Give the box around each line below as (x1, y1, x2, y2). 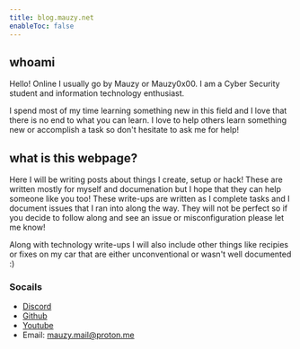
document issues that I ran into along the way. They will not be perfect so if (9, 203, 288, 214)
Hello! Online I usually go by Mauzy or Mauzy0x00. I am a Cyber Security (9, 78, 280, 90)
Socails (9, 281, 43, 293)
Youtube (22, 320, 54, 331)
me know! (9, 222, 46, 233)
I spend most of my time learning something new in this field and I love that (9, 105, 287, 117)
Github (22, 310, 48, 321)
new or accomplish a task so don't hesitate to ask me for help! (9, 125, 240, 135)
